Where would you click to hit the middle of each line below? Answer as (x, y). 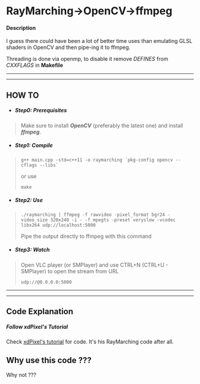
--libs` (49, 165)
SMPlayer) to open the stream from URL (70, 271)
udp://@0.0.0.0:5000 (46, 282)
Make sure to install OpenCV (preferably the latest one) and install (102, 125)
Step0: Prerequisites (41, 110)
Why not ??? (21, 374)
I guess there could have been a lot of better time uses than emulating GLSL (99, 41)
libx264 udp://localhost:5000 (58, 225)
